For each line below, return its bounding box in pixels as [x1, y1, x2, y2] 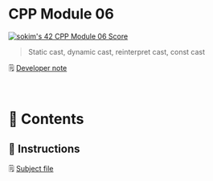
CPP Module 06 [8, 5, 114, 23]
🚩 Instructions [8, 142, 80, 155]
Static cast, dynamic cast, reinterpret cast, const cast [27, 47, 206, 56]
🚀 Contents [8, 110, 84, 129]
